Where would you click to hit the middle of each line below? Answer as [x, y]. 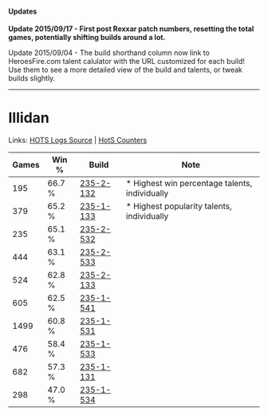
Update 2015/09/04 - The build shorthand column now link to [109, 53]
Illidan [29, 118]
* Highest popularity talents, [179, 206]
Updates [23, 11]
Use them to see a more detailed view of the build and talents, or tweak [126, 70]
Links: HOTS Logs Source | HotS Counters [78, 141]
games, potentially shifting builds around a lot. [87, 38]
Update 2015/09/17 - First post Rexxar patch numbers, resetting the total [131, 29]
